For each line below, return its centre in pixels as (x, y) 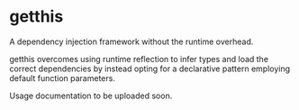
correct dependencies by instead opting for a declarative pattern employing (150, 69)
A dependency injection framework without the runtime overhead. (131, 41)
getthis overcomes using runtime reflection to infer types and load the (139, 59)
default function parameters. (62, 78)
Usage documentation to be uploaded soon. (91, 96)
